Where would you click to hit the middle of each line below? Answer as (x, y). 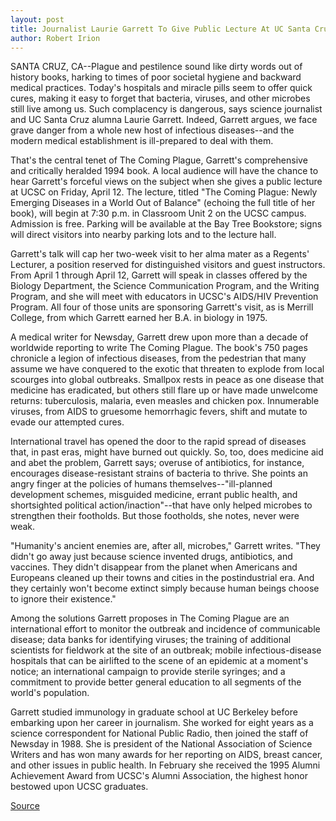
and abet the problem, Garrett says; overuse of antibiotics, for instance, (157, 463)
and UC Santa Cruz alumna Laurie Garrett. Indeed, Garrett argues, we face (164, 120)
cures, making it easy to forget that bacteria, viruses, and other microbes (160, 98)
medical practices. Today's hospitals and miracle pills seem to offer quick (161, 88)
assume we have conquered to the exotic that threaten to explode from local (167, 369)
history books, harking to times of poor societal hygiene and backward (156, 77)
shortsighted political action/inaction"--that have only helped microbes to (161, 505)
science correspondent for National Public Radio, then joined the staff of (159, 733)
